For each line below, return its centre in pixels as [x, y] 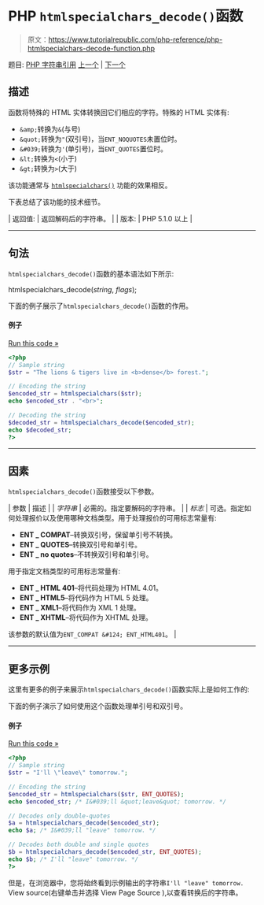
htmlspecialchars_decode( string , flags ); [73, 289]
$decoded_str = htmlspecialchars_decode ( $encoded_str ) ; [101, 422]
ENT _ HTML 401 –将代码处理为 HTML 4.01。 [91, 588]
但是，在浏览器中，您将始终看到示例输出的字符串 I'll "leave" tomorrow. [126, 882]
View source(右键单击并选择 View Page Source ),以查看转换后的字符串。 [125, 892]
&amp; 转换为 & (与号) [50, 129]
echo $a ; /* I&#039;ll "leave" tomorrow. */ [82, 831]
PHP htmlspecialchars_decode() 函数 [126, 16]
